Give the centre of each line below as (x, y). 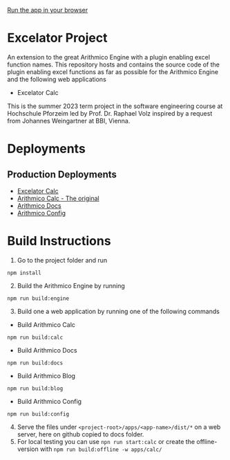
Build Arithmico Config (49, 401)
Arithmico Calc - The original (58, 198)
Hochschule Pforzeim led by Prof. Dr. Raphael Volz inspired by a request (110, 113)
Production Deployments (62, 174)
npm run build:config (38, 414)
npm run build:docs (35, 363)
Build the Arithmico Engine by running (71, 285)
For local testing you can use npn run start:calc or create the (106, 441)
